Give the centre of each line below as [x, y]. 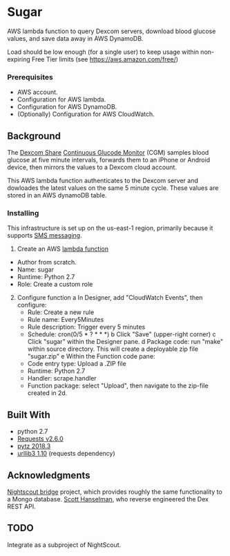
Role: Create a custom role [55, 285]
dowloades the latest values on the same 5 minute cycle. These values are [113, 188]
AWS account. [37, 92]
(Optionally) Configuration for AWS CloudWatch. [86, 114]
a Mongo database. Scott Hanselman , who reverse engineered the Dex [108, 499]
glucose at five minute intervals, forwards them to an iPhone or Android [109, 160]
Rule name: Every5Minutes [66, 320]
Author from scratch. [47, 262]
